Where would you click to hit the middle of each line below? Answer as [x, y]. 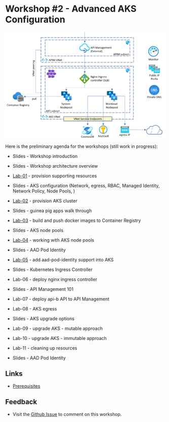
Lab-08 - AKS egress [35, 309]
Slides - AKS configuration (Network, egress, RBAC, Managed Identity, [86, 186]
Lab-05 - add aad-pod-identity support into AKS [63, 260]
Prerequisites [26, 386]
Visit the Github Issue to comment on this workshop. [67, 414]
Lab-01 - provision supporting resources [55, 176]
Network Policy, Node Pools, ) [44, 191]
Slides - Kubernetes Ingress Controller [52, 270]
